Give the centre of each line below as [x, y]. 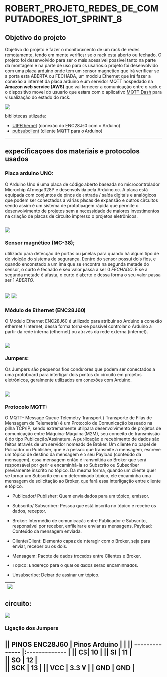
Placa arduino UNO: [29, 173]
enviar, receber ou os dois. [40, 546]
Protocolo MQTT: [26, 407]
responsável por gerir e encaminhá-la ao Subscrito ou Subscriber [72, 465]
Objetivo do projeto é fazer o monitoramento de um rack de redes [72, 50]
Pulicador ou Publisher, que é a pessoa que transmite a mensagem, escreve [83, 450]
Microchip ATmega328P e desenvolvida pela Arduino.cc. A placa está [77, 189]
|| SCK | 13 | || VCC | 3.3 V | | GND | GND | [70, 668]
